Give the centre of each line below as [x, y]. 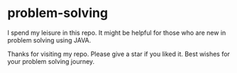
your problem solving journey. [51, 61]
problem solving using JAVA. [49, 40]
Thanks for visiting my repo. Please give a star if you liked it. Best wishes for [119, 54]
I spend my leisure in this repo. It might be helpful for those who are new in [117, 33]
